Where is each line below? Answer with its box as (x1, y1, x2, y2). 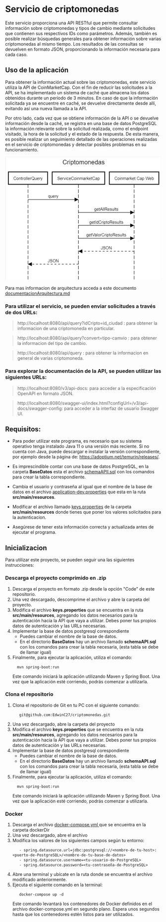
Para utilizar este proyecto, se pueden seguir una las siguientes (5, 557, 135, 563)
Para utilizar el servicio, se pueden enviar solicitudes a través (5, 303, 156, 310)
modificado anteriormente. (12, 877, 67, 883)
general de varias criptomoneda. (17, 355, 84, 361)
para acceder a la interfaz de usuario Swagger (64, 405, 159, 411)
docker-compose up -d (19, 892, 64, 897)
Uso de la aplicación (5, 66, 69, 74)
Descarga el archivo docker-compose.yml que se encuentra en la (12, 822, 146, 828)
